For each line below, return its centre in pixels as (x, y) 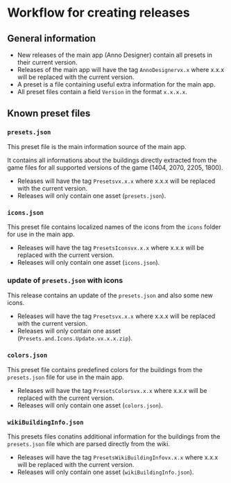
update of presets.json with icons (65, 280)
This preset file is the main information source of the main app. (97, 146)
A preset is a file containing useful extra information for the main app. (116, 84)
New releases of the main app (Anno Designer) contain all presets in (115, 55)
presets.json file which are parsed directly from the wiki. (88, 444)
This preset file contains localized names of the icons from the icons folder (114, 227)
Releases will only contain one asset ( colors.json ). (90, 405)
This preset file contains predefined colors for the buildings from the (105, 369)
